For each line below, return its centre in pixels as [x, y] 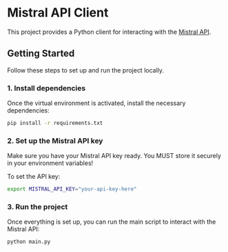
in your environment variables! [50, 163]
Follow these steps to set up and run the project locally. [85, 70]
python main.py [29, 242]
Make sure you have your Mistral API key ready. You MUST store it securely [114, 156]
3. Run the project [38, 207]
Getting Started [41, 54]
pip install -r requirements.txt [55, 123]
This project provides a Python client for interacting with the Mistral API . [109, 32]
